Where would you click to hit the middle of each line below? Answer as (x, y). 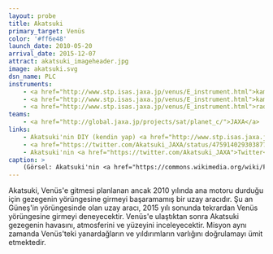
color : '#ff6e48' (38, 39)
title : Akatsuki (36, 24)
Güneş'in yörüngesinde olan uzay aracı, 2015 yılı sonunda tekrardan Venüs (133, 208)
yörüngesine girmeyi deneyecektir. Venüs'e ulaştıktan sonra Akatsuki (124, 217)
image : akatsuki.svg (43, 69)
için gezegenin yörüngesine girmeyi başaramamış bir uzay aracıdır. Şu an (131, 199)
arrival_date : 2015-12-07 (52, 54)
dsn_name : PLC (32, 77)
